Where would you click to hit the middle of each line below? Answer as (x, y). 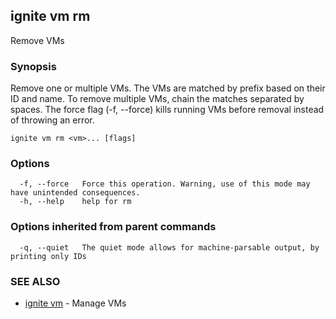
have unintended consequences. (75, 193)
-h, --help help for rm (75, 202)
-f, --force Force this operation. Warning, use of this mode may (165, 184)
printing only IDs (48, 256)
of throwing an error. (52, 120)
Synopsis (33, 66)
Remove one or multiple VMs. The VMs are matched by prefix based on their (168, 88)
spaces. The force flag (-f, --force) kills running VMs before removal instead (167, 110)
